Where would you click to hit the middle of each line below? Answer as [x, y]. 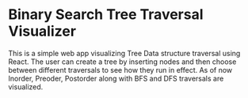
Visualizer [42, 31]
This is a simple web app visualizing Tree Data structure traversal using [124, 53]
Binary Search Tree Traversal [106, 15]
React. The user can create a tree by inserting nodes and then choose [122, 62]
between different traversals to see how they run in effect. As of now [120, 70]
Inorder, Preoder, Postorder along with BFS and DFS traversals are [116, 78]
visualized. [26, 87]
